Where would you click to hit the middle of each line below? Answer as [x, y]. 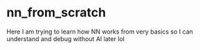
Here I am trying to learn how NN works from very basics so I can [100, 32]
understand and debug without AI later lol [66, 38]
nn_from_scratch [56, 13]
